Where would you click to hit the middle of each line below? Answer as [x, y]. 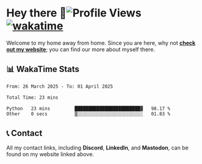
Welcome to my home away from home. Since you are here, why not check [101, 43]
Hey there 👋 [37, 13]
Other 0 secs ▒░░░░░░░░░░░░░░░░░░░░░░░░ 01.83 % [88, 114]
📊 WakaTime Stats [43, 69]
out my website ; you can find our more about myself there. [81, 49]
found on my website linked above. [50, 154]
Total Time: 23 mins [33, 98]
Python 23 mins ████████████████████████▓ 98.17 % [88, 109]
